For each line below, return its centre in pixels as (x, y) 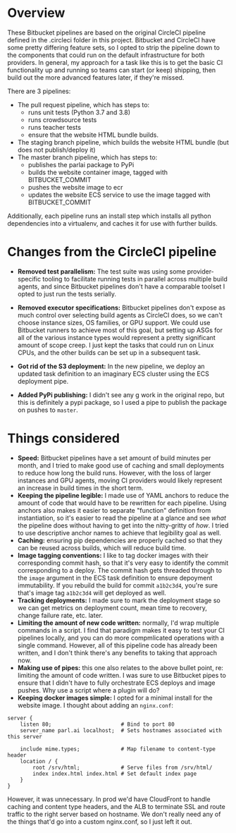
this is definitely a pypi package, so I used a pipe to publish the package (122, 402)
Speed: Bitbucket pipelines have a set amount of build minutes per (114, 458)
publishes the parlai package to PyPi (81, 164)
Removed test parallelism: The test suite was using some (101, 271)
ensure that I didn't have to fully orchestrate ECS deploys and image (117, 683)
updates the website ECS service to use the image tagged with (119, 195)
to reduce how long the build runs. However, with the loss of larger (114, 473)
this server (25, 736)
